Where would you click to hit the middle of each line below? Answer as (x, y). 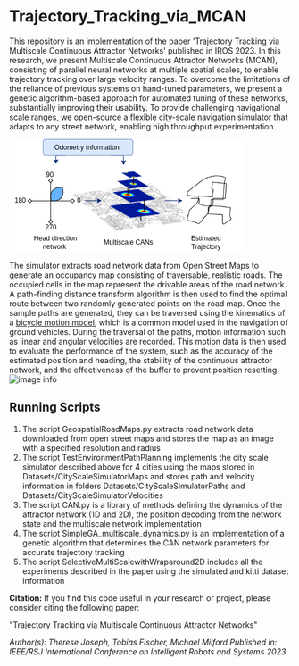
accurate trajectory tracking (73, 552)
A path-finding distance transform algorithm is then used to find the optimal (148, 294)
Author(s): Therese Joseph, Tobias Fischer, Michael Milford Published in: (143, 642)
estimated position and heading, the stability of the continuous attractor (141, 360)
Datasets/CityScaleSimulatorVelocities (92, 495)
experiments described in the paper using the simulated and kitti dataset (155, 571)
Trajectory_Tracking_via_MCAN (128, 17)
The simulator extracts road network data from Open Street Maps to (134, 265)
